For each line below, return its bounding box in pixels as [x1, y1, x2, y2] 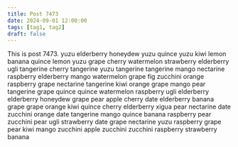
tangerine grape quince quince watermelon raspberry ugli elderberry [7, 87, 210, 96]
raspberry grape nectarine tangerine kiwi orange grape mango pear [7, 80, 206, 89]
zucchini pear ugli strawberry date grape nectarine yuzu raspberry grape [7, 118, 222, 126]
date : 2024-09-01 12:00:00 [7, 17, 87, 24]
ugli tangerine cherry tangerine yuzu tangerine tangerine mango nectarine [7, 65, 225, 73]
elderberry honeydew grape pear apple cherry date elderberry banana [7, 95, 215, 104]
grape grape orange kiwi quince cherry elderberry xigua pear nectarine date [7, 102, 232, 111]
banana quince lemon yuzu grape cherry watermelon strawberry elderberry [7, 58, 229, 66]
